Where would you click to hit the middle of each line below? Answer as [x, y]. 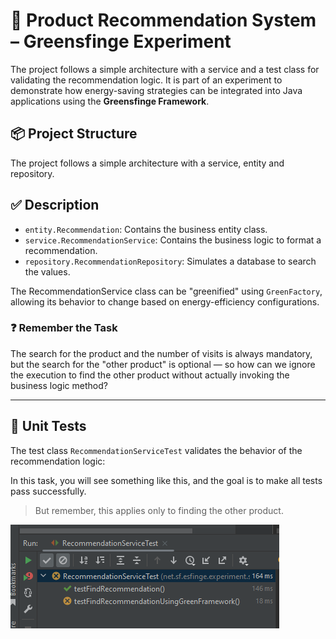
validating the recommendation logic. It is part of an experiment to [146, 80]
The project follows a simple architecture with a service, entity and [147, 163]
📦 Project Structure [74, 134]
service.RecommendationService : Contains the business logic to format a [173, 240]
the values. [47, 271]
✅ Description [55, 205]
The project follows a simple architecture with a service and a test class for [165, 69]
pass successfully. [48, 491]
